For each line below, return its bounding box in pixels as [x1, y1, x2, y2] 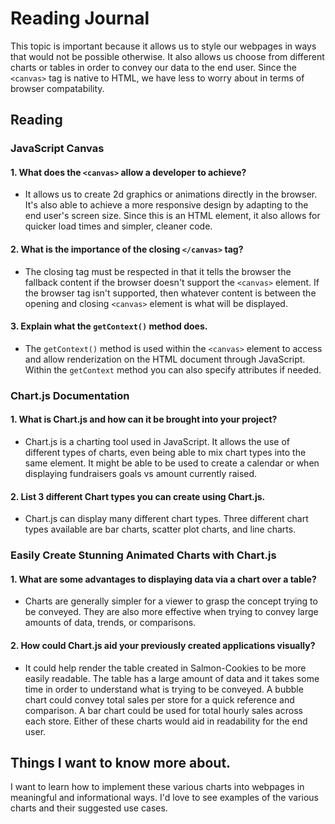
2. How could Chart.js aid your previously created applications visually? [10, 639, 316, 651]
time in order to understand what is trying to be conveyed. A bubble [24, 683, 304, 695]
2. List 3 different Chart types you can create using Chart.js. [10, 490, 266, 502]
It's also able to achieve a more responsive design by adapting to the [24, 199, 309, 211]
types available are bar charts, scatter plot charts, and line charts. [24, 523, 297, 536]
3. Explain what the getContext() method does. [10, 320, 208, 332]
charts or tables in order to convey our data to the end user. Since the [10, 61, 297, 73]
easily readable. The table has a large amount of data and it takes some [24, 672, 320, 684]
